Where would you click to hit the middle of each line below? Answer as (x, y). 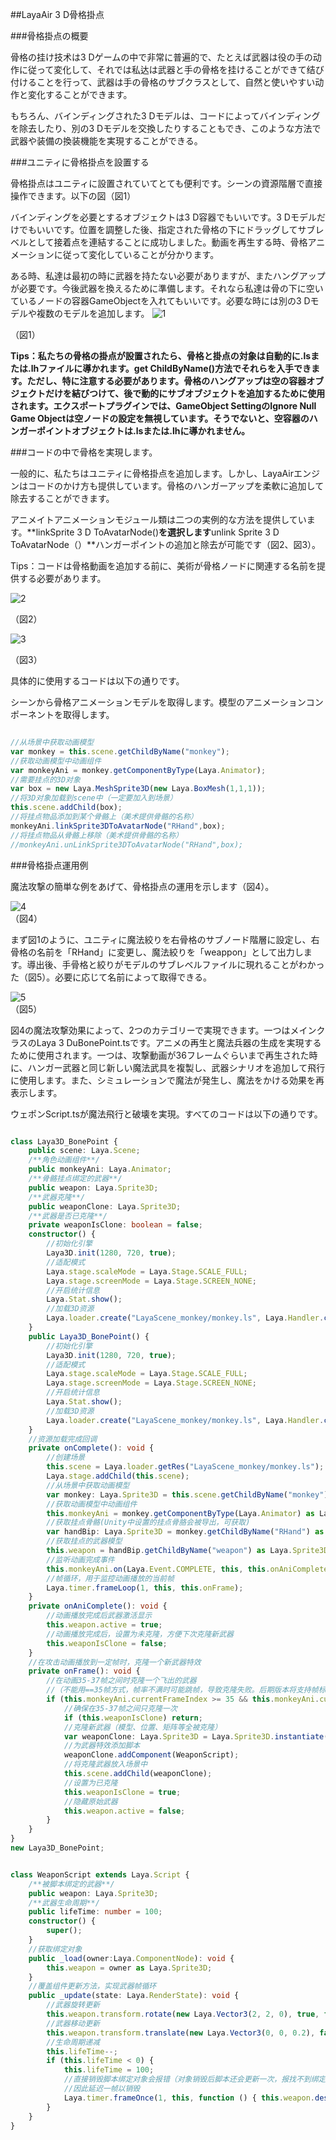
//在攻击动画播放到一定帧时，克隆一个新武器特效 (115, 1662)
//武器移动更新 (73, 2023)
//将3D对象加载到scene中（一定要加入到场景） (94, 798)
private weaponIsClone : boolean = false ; (115, 1225)
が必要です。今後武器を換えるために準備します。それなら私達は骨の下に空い (167, 288)
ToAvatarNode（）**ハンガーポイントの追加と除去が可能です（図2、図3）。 (166, 544)
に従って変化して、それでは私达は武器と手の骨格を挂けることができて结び (171, 69)
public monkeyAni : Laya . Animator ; (100, 1169)
